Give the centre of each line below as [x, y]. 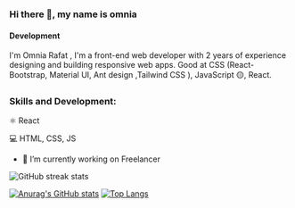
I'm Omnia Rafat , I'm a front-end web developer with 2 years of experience [148, 55]
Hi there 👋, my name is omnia [74, 14]
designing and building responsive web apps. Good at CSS [117, 65]
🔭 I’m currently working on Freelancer [91, 159]
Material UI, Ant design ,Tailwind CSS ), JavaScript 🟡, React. [160, 75]
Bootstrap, [29, 75]
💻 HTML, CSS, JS [43, 138]
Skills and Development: [63, 102]
